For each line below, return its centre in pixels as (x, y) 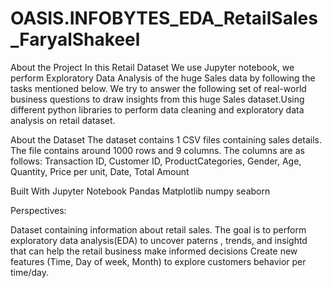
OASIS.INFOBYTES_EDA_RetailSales (164, 18)
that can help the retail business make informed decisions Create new (154, 251)
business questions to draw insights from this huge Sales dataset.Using (157, 99)
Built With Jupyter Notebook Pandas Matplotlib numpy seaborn (140, 191)
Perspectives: (38, 210)
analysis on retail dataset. (63, 120)
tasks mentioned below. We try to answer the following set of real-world (158, 88)
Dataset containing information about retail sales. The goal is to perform (158, 229)
